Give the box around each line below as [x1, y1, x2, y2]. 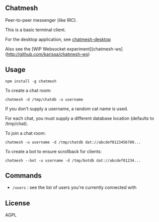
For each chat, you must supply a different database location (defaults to [5, 115, 154, 121]
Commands [5, 171, 42, 180]
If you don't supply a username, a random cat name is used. [5, 106, 128, 111]
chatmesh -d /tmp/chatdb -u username [5, 97, 83, 102]
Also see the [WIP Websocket [5, 46, 66, 52]
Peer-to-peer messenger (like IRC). [5, 17, 77, 23]
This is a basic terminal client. [5, 27, 66, 33]
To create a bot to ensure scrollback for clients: [5, 148, 102, 154]
